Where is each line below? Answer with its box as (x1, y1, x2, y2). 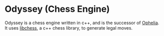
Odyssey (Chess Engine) (5, 3, 110, 15)
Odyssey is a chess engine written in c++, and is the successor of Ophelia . (5, 20, 159, 26)
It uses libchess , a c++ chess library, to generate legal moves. (5, 25, 133, 31)
